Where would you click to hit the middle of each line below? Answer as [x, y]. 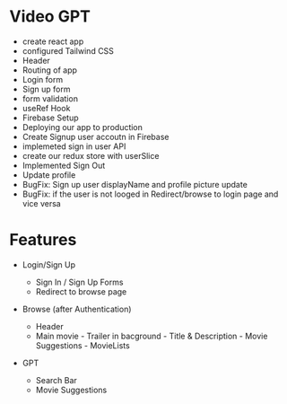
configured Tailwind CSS [68, 50]
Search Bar [57, 380]
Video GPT [50, 17]
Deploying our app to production [83, 127]
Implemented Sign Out [64, 165]
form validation [50, 98]
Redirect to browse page [81, 291]
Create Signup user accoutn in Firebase [96, 136]
